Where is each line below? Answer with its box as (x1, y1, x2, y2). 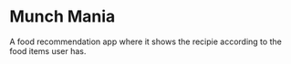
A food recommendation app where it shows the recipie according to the (9, 36, 283, 47)
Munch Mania (9, 6, 116, 27)
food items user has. (9, 45, 87, 56)
